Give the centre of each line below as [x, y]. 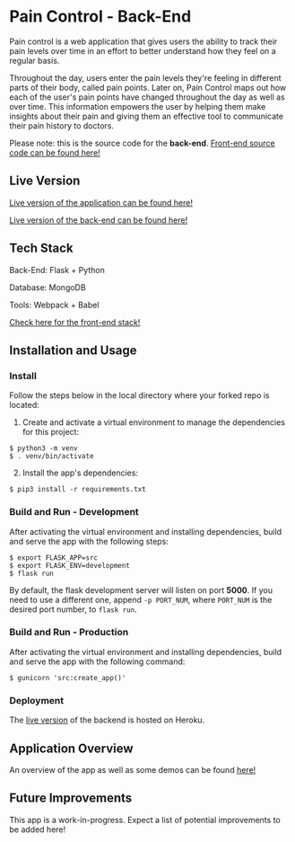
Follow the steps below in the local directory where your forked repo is [139, 395]
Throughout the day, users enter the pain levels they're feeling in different [145, 77]
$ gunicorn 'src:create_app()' [68, 678]
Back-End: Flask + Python [57, 270]
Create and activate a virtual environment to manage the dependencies [153, 422]
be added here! [38, 829]
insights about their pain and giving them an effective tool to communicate [147, 116]
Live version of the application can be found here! [101, 202]
